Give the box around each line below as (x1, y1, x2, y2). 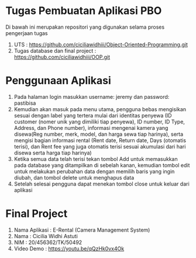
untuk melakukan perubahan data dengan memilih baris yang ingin (13, 168, 175, 175)
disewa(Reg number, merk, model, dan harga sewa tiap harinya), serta (13, 130, 184, 137)
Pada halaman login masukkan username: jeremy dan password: (13, 93, 170, 100)
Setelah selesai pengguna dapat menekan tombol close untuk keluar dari (13, 180, 190, 187)
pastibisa (13, 99, 36, 106)
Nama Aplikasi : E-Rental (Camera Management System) (13, 226, 150, 233)
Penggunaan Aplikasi (5, 74, 112, 87)
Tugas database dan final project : (13, 47, 97, 54)
